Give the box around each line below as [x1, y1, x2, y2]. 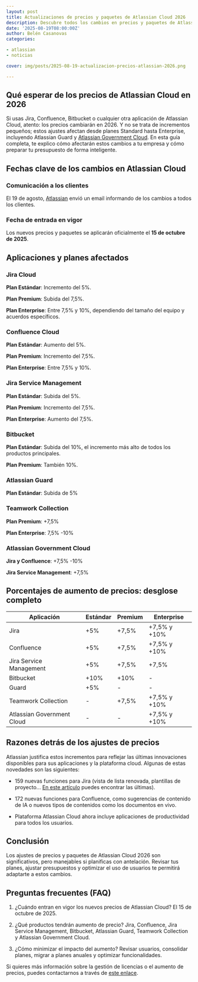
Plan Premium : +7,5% [6, 518, 59, 525]
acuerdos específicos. [6, 313, 60, 320]
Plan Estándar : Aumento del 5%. [6, 341, 86, 348]
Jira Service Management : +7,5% [6, 568, 89, 576]
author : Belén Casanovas [6, 31, 67, 37]
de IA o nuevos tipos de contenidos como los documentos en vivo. [14, 801, 177, 808]
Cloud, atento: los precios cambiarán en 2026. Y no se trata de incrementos [6, 121, 190, 128]
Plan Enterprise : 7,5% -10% [6, 529, 74, 536]
